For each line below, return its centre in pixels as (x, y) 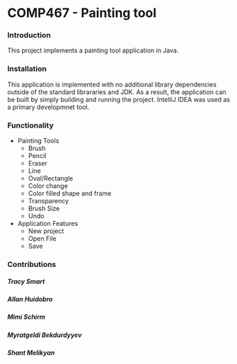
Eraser (37, 164)
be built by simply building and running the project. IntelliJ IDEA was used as (119, 99)
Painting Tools (38, 141)
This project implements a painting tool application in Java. (93, 50)
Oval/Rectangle (51, 178)
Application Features (48, 224)
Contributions (32, 265)
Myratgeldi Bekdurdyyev (45, 335)
